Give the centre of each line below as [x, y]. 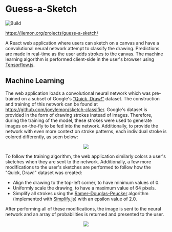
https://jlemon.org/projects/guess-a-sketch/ [52, 33]
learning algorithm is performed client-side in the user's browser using [80, 59]
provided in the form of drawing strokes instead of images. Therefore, [79, 115]
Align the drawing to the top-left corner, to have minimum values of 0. [86, 182]
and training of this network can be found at [52, 104]
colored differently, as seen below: [42, 137]
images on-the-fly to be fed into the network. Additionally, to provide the [82, 125]
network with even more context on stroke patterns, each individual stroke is [86, 131]
